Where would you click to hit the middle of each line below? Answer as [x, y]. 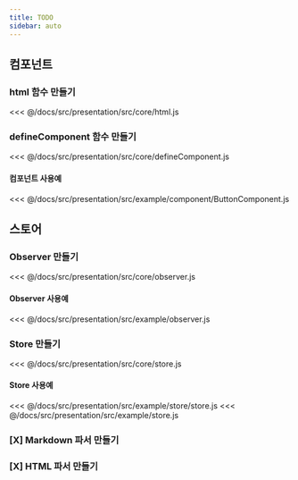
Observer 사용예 [39, 298]
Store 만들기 [35, 343]
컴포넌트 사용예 [36, 179]
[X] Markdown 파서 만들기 [64, 440]
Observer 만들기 [44, 257]
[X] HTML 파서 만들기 [54, 466]
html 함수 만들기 [42, 92]
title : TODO [31, 17]
